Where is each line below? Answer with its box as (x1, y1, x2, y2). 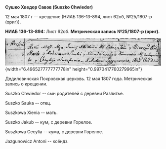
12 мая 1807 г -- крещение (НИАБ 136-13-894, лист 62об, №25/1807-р (5, 14, 152, 19)
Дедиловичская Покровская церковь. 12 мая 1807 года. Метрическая (5, 75, 153, 81)
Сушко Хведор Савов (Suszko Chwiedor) (5, 4, 93, 10)
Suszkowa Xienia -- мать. (5, 110, 58, 115)
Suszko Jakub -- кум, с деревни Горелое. (5, 119, 92, 125)
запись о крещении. (5, 81, 48, 87)
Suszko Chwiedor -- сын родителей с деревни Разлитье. (5, 90, 124, 96)
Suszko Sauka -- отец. (5, 100, 51, 106)
